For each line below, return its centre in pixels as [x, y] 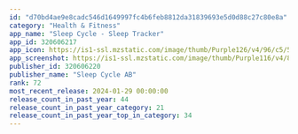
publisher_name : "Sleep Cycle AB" [73, 75]
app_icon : [27, 50]
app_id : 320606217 [43, 42]
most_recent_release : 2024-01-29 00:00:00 [89, 91]
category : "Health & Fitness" [65, 26]
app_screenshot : [39, 58]
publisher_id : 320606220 [55, 67]
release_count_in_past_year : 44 [69, 99]
